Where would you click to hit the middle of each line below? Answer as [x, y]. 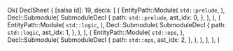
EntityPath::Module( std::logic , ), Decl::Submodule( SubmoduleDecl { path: [116, 25]
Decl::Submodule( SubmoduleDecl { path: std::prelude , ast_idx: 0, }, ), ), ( [114, 17]
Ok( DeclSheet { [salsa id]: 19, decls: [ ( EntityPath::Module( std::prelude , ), [116, 10]
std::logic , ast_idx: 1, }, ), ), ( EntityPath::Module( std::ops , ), [96, 32]
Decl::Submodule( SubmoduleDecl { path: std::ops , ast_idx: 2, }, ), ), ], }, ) [114, 40]
